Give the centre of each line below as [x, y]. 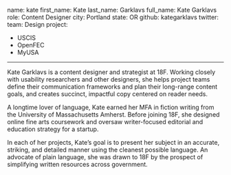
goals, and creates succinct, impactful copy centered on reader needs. [108, 94]
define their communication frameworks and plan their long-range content [112, 86]
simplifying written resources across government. [77, 164]
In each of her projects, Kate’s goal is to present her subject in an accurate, [113, 142]
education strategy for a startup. [53, 129]
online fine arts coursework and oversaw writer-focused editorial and [105, 122]
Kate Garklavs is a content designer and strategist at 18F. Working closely [111, 72]
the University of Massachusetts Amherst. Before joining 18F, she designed [113, 115]
